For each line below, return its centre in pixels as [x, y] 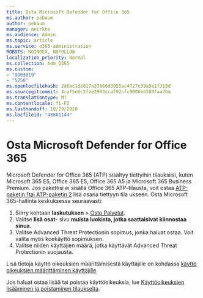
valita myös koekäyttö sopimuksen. [59, 239]
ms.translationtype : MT [37, 97]
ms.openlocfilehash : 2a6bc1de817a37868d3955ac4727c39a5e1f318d [89, 86]
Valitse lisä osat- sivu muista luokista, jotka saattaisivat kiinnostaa [101, 220]
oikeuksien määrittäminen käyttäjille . [52, 270]
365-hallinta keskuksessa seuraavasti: [54, 201]
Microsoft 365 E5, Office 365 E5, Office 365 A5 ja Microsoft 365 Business [99, 181]
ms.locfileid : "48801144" [39, 115]
